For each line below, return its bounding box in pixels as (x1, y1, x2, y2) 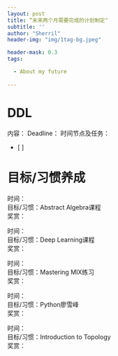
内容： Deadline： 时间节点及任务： (7, 129, 110, 137)
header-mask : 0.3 (7, 49, 58, 56)
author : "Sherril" (7, 29, 61, 37)
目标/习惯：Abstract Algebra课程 (7, 203, 101, 211)
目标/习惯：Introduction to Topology (7, 332, 111, 341)
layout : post (7, 10, 45, 18)
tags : (7, 55, 23, 63)
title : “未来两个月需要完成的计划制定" (7, 17, 108, 24)
